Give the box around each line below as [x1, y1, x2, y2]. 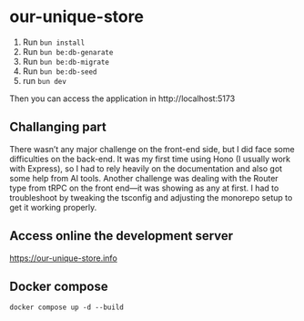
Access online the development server [9, 228, 234, 243]
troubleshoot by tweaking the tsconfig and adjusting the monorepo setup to [9, 192, 293, 202]
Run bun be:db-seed [22, 66, 97, 77]
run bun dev [22, 75, 66, 86]
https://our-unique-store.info [9, 253, 118, 264]
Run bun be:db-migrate [22, 56, 109, 67]
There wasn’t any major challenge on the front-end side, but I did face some [9, 143, 295, 154]
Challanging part [9, 119, 107, 135]
